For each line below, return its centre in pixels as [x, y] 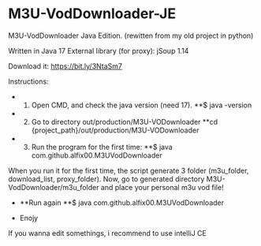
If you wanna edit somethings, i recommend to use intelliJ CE [108, 233]
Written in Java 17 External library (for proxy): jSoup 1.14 [99, 50]
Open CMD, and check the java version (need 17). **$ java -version [142, 105]
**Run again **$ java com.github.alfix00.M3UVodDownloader [122, 203]
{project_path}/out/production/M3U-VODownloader [115, 130]
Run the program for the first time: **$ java [102, 147]
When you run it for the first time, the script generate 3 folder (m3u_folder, [129, 170]
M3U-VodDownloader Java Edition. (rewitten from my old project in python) [131, 35]
